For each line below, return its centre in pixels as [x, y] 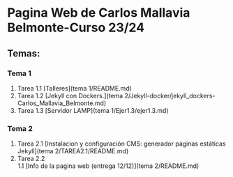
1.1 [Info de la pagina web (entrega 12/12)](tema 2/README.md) [108, 166]
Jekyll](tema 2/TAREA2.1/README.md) [73, 151]
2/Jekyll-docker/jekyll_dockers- [170, 95]
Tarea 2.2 [31, 159]
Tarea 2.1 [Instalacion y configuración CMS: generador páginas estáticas [121, 144]
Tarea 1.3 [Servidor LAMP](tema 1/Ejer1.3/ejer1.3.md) [93, 110]
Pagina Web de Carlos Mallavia [99, 13]
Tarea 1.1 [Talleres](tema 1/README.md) [75, 88]
